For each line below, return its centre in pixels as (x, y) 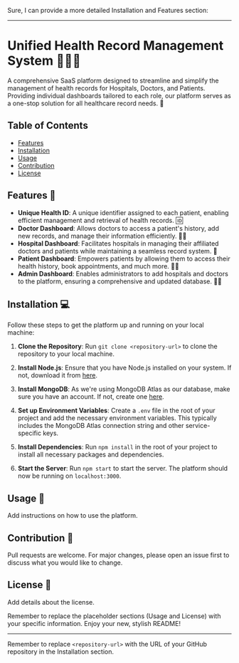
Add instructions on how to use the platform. (73, 516)
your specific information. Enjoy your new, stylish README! (94, 623)
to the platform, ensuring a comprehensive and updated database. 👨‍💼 (120, 281)
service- (198, 426)
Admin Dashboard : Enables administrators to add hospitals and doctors (123, 273)
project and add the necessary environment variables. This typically (117, 418)
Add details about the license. (51, 602)
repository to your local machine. (66, 354)
